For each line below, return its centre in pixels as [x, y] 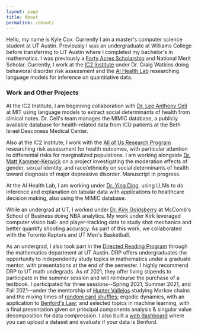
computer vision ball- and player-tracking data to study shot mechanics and [99, 222]
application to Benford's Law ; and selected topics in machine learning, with [98, 303]
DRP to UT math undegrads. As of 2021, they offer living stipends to [89, 271]
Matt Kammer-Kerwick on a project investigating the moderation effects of [97, 161]
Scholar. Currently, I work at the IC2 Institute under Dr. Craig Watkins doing [98, 65]
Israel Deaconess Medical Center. [47, 131]
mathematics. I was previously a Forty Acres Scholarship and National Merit [99, 58]
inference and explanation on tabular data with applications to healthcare [95, 192]
